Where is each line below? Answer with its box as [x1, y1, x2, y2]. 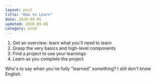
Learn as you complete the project [12, 56, 84, 62]
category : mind [5, 26, 37, 31]
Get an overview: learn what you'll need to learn [12, 40, 112, 46]
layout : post [5, 7, 33, 13]
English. [5, 71, 22, 77]
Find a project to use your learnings [12, 51, 86, 57]
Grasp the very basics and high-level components [12, 45, 116, 51]
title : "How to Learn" [5, 12, 53, 17]
